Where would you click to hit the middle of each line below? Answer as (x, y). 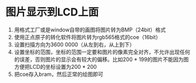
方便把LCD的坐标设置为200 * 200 (55, 66)
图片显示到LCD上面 (52, 12)
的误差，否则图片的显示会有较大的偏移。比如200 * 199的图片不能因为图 (101, 59)
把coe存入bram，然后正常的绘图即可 (59, 74)
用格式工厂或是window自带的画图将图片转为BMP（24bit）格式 (90, 30)
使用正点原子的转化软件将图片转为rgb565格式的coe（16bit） (87, 37)
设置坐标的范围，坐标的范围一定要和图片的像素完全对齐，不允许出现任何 (102, 52)
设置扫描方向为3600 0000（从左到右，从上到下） (74, 44)
